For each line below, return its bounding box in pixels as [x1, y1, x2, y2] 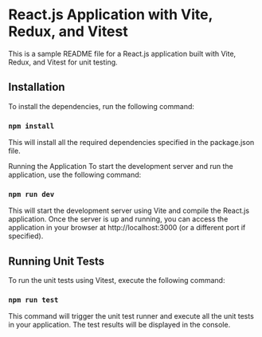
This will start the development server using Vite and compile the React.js [8, 206, 249, 216]
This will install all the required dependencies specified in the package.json [8, 138, 255, 147]
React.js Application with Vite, [8, 6, 213, 24]
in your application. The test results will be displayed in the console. [8, 320, 231, 330]
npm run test [8, 296, 59, 304]
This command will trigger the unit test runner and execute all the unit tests [8, 312, 255, 321]
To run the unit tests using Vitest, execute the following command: [8, 276, 225, 285]
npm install [8, 121, 55, 131]
